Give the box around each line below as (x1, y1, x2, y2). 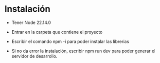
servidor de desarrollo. (11, 53, 58, 59)
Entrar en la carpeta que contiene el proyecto (11, 29, 103, 35)
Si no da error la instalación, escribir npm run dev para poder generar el (11, 48, 156, 54)
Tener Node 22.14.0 (11, 20, 51, 25)
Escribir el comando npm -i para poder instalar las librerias (11, 38, 129, 44)
